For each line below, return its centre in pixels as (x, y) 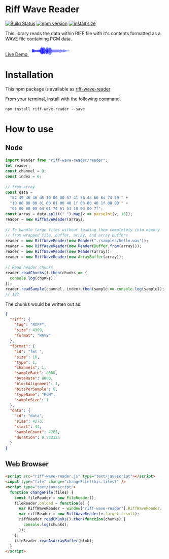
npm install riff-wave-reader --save (45, 109)
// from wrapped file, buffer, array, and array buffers (67, 236)
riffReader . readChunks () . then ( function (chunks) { (72, 519)
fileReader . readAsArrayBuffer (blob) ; (54, 541)
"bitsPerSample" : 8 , (36, 389)
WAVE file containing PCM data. (39, 39)
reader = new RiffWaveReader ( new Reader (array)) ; (59, 251)
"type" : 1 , (26, 362)
